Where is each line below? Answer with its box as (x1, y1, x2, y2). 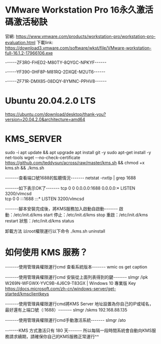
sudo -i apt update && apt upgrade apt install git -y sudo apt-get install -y (5, 149, 151, 155)
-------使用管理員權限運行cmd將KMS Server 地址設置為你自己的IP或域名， (5, 301, 154, 307)
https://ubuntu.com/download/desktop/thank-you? (5, 111, 106, 117)
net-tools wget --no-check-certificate (5, 155, 81, 160)
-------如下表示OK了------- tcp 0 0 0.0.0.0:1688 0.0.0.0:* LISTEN (5, 185, 135, 191)
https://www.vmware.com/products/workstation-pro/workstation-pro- (15, 33, 156, 39)
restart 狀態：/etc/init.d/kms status (5, 218, 74, 223)
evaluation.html (5, 39, 36, 45)
